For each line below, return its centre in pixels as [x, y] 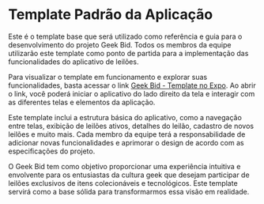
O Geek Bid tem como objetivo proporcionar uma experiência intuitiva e [124, 166]
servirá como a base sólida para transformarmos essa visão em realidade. [129, 191]
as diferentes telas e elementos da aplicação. [82, 102]
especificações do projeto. [52, 151]
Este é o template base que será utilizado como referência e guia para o [125, 36]
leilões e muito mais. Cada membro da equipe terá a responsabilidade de [127, 134]
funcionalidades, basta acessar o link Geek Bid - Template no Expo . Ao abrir [132, 85]
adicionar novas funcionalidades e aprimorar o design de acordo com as [126, 142]
